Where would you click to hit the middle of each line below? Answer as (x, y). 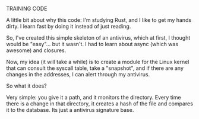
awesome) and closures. (36, 50)
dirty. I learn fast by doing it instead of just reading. (69, 26)
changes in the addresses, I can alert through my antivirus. (78, 74)
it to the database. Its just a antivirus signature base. (70, 110)
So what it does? (27, 86)
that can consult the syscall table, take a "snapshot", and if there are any (95, 68)
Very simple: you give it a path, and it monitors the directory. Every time (94, 97)
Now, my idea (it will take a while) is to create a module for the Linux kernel (98, 62)
